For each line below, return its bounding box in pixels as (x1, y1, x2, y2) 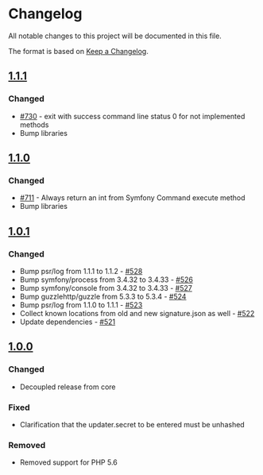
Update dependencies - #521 (19, 317, 116, 326)
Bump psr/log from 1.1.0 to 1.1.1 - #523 (19, 300, 143, 310)
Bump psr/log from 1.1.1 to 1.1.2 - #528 (19, 267, 143, 276)
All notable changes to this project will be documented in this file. (8, 31, 222, 41)
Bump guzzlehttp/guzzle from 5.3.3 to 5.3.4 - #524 (19, 292, 187, 301)
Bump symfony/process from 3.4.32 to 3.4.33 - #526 (19, 275, 193, 284)
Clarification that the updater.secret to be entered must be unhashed (19, 419, 245, 429)
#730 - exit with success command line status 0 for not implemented (19, 111, 246, 121)
